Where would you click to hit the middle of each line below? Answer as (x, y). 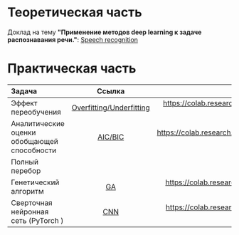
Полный (25, 162)
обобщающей (34, 141)
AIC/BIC (111, 137)
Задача (24, 91)
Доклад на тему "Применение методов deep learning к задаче (105, 32)
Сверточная (32, 202)
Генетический (35, 182)
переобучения (36, 112)
